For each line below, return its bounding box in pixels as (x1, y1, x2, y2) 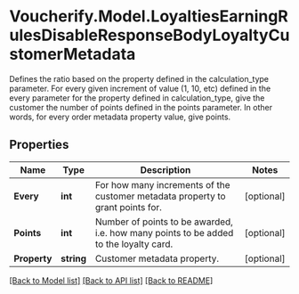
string (61, 252, 87, 265)
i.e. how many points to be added (94, 226, 234, 239)
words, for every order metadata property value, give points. (9, 111, 231, 122)
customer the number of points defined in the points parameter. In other (9, 102, 273, 112)
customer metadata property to (94, 190, 226, 202)
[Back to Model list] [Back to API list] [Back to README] (9, 274, 214, 286)
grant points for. (94, 200, 163, 213)
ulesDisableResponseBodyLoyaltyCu (9, 25, 290, 45)
